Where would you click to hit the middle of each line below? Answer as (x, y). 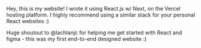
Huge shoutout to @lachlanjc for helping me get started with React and (94, 33)
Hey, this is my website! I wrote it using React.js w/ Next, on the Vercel (93, 9)
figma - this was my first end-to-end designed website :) (76, 39)
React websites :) (28, 21)
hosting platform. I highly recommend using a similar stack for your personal (101, 15)
